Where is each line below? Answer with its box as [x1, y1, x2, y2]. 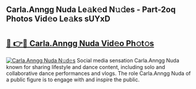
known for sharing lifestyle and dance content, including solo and [6, 64, 165, 70]
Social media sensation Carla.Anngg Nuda [76, 57, 179, 64]
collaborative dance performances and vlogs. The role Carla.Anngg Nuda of [6, 70, 191, 77]
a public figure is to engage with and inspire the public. [6, 76, 140, 83]
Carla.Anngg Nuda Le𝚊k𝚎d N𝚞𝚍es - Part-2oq [6, 5, 176, 15]
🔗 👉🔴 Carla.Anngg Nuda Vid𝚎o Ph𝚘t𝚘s [6, 38, 155, 48]
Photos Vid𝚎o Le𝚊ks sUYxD [6, 14, 110, 24]
